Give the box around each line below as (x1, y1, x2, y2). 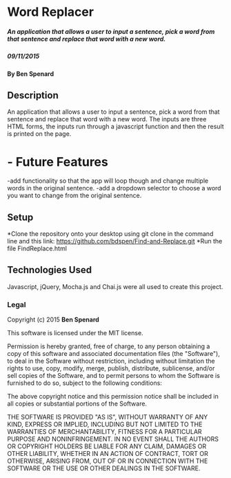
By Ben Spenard (7, 70, 54, 78)
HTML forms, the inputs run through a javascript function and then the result (7, 122, 224, 131)
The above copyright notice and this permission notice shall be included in (7, 392, 219, 401)
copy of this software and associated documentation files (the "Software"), (7, 350, 221, 358)
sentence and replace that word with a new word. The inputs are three (7, 115, 207, 123)
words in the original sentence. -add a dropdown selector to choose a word (7, 184, 222, 192)
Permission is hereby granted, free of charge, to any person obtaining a (7, 342, 210, 350)
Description (7, 89, 59, 101)
